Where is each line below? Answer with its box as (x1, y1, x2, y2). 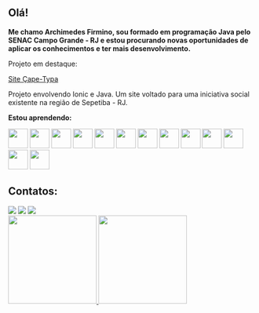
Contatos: (8, 184, 58, 198)
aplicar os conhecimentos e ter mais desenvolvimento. (8, 43, 191, 53)
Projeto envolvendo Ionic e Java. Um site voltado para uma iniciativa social (8, 89, 250, 99)
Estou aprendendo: (8, 113, 72, 122)
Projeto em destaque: (8, 59, 78, 68)
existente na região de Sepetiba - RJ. (8, 97, 128, 107)
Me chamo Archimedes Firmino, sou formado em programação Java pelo (8, 27, 251, 36)
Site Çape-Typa (8, 74, 59, 83)
